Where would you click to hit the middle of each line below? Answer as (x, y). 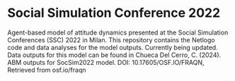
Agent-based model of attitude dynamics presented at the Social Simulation (118, 32)
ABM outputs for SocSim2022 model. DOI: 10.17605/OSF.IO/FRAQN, (106, 62)
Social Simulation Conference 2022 (114, 13)
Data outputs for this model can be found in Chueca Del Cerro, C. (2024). (114, 55)
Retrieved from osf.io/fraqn (47, 70)
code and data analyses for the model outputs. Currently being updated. (113, 47)
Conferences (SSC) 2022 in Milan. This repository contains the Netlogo (111, 39)
